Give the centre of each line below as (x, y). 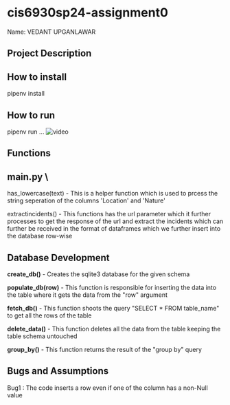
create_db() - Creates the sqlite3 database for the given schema (99, 274)
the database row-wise (40, 236)
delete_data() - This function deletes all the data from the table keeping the (114, 329)
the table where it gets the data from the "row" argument (88, 295)
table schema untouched (42, 336)
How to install (37, 77)
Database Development (58, 257)
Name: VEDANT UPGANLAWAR (51, 32)
